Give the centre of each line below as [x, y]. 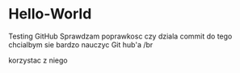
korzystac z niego [38, 60]
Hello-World [50, 14]
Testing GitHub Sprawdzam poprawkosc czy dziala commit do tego [120, 36]
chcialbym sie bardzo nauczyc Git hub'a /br [81, 44]
